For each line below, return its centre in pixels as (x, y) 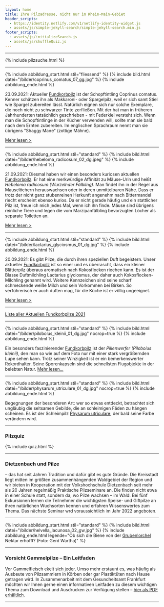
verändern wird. (21, 418)
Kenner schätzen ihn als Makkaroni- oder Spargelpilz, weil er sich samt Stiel (81, 99)
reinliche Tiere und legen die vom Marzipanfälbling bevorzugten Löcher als (81, 210)
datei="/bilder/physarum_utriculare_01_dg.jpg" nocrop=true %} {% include (80, 388)
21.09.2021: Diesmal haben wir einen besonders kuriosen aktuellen (72, 174)
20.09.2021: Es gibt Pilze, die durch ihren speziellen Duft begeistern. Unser (80, 259)
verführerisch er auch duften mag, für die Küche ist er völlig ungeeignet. (78, 290)
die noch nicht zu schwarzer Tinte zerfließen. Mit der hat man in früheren (79, 110)
